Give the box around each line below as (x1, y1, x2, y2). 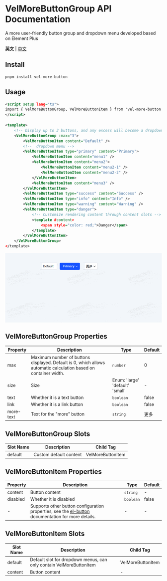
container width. (30, 370, 65, 376)
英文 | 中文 (5, 45, 27, 51)
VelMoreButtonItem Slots (5, 530, 85, 538)
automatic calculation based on (30, 365, 95, 371)
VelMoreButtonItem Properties (5, 467, 102, 476)
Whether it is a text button (30, 394, 84, 400)
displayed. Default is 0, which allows (30, 360, 105, 366)
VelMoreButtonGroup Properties (5, 332, 108, 341)
